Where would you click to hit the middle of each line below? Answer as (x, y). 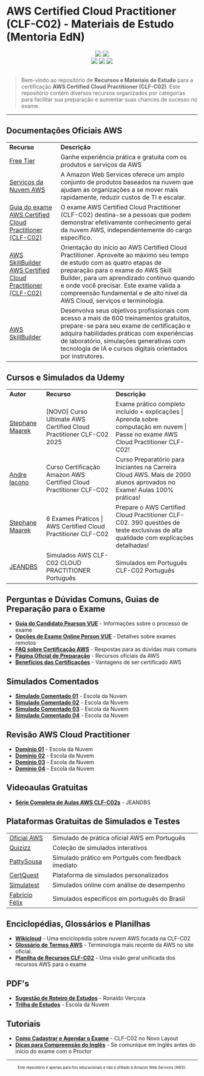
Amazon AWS (66, 474)
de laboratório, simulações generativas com (123, 340)
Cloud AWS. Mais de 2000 (153, 474)
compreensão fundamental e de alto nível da (124, 293)
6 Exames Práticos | (74, 519)
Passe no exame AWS (147, 434)
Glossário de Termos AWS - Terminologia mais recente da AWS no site (104, 945)
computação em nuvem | (151, 427)
